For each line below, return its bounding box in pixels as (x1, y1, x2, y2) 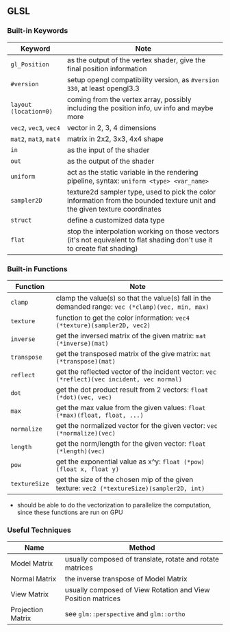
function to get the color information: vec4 (55, 313, 190, 323)
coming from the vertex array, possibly (67, 94, 192, 104)
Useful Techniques (7, 525, 72, 535)
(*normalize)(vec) (55, 429, 116, 437)
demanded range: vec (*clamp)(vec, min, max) (55, 301, 210, 311)
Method (129, 543, 155, 553)
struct (10, 216, 32, 224)
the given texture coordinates (67, 204, 162, 214)
